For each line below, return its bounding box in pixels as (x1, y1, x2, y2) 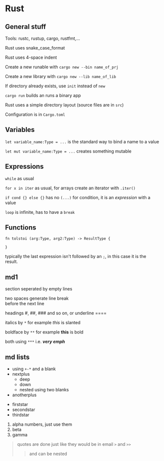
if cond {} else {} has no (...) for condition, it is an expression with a (5, 194, 151, 200)
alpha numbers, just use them (12, 421, 72, 427)
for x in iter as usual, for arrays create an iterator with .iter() (5, 185, 136, 191)
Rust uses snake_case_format (5, 45, 65, 51)
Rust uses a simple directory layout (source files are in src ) (5, 102, 124, 108)
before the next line (5, 301, 45, 307)
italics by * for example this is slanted (5, 320, 81, 326)
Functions (5, 224, 37, 232)
